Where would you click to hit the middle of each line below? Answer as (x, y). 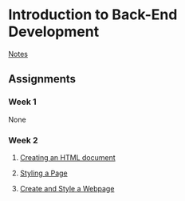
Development (54, 32)
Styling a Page (43, 173)
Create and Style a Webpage (67, 188)
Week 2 (23, 140)
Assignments (42, 79)
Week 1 (23, 102)
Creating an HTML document (67, 157)
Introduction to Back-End (93, 15)
